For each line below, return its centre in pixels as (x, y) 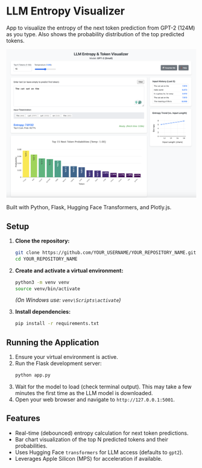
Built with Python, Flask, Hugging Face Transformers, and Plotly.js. (89, 207)
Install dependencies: (43, 312)
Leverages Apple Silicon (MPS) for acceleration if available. (89, 458)
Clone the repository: (42, 241)
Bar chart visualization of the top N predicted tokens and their (92, 439)
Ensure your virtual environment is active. (67, 357)
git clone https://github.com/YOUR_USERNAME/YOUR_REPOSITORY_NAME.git (106, 252)
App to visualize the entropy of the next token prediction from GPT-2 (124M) (101, 28)
